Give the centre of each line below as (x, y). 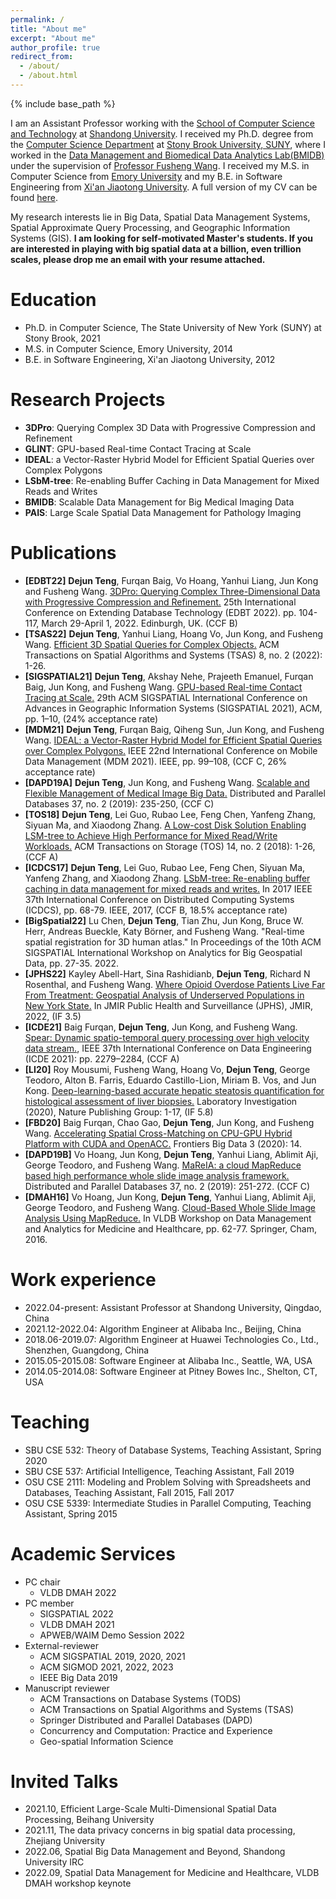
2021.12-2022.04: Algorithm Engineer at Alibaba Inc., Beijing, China (163, 1328)
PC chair (42, 1582)
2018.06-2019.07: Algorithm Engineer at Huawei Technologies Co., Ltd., (171, 1339)
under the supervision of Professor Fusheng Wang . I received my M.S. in (160, 165)
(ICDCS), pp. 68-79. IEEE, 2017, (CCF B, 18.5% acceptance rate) (156, 910)
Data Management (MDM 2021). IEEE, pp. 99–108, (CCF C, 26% (156, 761)
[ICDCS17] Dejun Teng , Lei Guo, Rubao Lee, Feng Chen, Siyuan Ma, (165, 867)
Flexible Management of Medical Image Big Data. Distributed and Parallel (175, 793)
